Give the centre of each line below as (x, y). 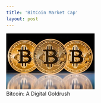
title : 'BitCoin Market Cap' (42, 13)
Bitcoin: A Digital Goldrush (38, 93)
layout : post (22, 19)
